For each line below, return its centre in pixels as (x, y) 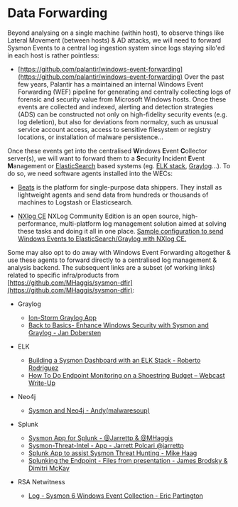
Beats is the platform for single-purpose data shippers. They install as (120, 187)
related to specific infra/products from (63, 275)
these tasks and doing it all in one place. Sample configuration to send (120, 231)
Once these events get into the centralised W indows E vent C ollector (107, 151)
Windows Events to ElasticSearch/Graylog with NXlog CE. (102, 239)
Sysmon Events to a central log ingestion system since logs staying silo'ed (116, 48)
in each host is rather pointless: (53, 55)
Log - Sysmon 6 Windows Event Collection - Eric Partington (116, 496)
